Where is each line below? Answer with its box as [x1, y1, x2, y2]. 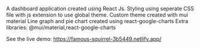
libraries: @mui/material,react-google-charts [6, 24, 116, 31]
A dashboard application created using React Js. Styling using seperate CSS [6, 5, 194, 12]
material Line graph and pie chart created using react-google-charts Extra [6, 18, 189, 24]
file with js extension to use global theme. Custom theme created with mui [6, 11, 188, 18]
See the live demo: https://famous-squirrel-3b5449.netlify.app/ [6, 36, 162, 42]
